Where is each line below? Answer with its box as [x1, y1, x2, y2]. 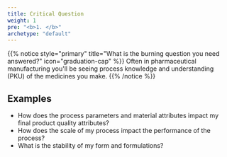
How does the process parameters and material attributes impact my [17, 111, 218, 120]
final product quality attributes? [17, 119, 110, 127]
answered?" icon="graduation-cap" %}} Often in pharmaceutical [7, 57, 196, 66]
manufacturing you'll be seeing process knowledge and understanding [7, 64, 214, 73]
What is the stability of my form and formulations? [17, 141, 164, 150]
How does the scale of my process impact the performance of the [17, 127, 211, 135]
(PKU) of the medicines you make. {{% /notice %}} [7, 72, 156, 81]
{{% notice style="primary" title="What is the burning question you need [7, 50, 220, 58]
